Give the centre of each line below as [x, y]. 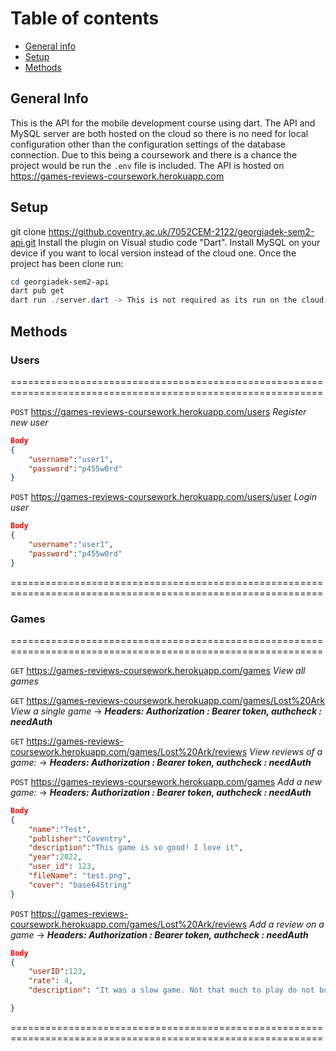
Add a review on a [287, 924]
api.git [23, 242]
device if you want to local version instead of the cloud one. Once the [153, 253]
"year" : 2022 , [55, 857]
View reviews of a [286, 751]
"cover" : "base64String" [80, 885]
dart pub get [37, 291]
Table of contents [85, 18]
